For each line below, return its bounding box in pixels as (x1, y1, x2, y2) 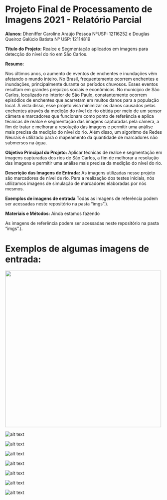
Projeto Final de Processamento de (5, 4, 153, 15)
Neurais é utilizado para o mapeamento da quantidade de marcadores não (5, 134, 158, 140)
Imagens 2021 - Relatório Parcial (5, 14, 142, 26)
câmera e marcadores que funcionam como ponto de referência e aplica (5, 113, 154, 119)
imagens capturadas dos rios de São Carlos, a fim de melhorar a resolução (5, 154, 159, 161)
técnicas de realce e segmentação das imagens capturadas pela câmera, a (5, 118, 160, 124)
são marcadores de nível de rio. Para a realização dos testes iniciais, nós (5, 175, 155, 181)
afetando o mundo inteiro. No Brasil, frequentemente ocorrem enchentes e (5, 76, 159, 82)
